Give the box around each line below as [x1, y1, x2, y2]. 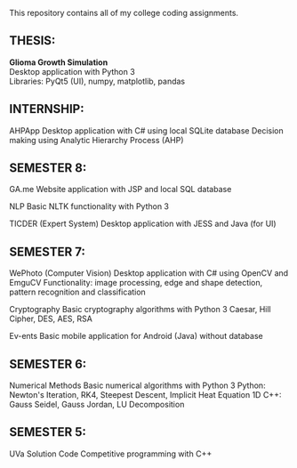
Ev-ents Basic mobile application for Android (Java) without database [9, 331, 264, 342]
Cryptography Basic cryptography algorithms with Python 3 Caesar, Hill [9, 304, 271, 315]
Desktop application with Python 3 [9, 66, 135, 77]
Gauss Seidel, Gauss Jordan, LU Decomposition [9, 399, 185, 410]
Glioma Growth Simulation [9, 57, 108, 68]
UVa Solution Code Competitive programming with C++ [9, 448, 213, 459]
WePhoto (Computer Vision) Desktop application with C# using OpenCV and [9, 268, 289, 278]
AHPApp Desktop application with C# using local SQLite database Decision [9, 125, 285, 136]
